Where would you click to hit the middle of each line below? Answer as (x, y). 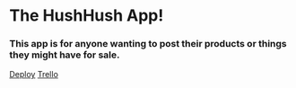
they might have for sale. (65, 55)
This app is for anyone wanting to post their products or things (148, 44)
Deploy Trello (34, 75)
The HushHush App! (87, 16)
